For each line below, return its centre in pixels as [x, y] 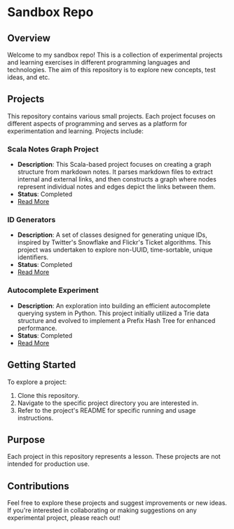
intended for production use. [48, 464]
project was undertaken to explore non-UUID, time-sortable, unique [115, 250]
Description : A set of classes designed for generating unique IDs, [112, 235]
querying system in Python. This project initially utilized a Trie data [113, 313]
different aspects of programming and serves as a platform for [97, 123]
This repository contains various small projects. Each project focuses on [111, 116]
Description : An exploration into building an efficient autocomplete [114, 305]
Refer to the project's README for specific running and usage [106, 410]
